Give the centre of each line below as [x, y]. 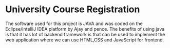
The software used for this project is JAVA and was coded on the [74, 23]
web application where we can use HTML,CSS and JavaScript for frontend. [85, 40]
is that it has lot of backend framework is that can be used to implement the [85, 34]
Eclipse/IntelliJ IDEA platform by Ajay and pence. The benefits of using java [85, 29]
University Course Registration [73, 9]
